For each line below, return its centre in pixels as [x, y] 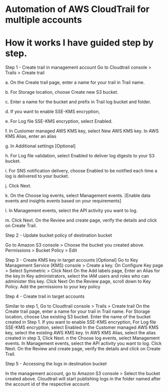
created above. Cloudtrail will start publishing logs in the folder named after [83, 379]
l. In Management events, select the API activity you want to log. [71, 211]
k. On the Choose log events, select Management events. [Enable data [78, 195]
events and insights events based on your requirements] [63, 201]
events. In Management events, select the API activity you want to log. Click [83, 343]
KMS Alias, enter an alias [31, 136]
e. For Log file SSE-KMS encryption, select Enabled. [59, 121]
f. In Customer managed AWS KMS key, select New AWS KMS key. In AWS [82, 131]
